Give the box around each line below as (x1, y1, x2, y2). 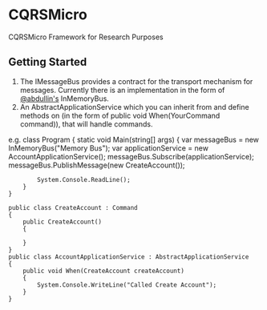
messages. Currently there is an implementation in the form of (19, 85, 225, 95)
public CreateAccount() (22, 218, 103, 226)
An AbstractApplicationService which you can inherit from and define (19, 102, 250, 111)
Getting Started (8, 55, 87, 69)
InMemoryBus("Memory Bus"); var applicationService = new (8, 143, 208, 153)
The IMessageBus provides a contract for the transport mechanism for (19, 76, 253, 86)
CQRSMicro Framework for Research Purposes (8, 32, 164, 42)
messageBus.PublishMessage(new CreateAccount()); (8, 160, 186, 170)
